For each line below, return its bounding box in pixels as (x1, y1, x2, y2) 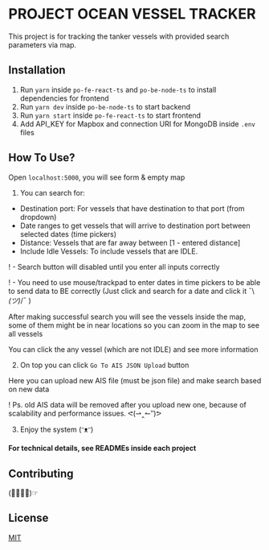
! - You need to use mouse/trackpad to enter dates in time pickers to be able (8, 277, 261, 287)
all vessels (8, 329, 43, 338)
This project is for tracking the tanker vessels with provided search (8, 31, 230, 41)
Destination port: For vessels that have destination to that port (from (19, 203, 245, 213)
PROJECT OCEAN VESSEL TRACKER (8, 5, 256, 23)
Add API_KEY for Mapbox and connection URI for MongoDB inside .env (19, 118, 255, 129)
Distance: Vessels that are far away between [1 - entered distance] (19, 238, 241, 247)
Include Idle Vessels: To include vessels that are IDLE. (19, 246, 198, 256)
